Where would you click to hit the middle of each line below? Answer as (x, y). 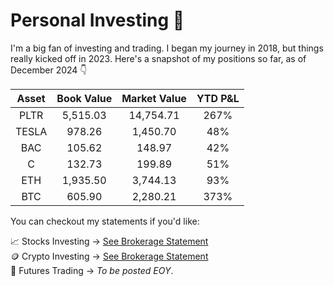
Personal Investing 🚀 (97, 20)
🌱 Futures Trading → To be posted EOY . (92, 270)
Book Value (84, 98)
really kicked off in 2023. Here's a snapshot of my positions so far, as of (158, 58)
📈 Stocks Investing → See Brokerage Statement (109, 241)
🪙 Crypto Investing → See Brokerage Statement (109, 256)
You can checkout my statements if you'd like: (105, 221)
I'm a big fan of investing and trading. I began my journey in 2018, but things (167, 48)
